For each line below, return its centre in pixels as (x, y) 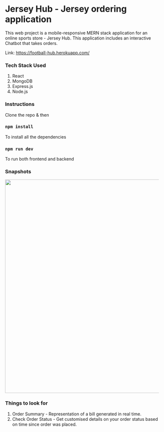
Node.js (20, 92)
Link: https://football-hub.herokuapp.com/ (47, 53)
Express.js (22, 86)
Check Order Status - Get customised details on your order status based (85, 419)
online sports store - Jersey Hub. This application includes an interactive (78, 38)
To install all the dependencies (36, 137)
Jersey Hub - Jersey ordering (66, 9)
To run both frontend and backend (40, 159)
